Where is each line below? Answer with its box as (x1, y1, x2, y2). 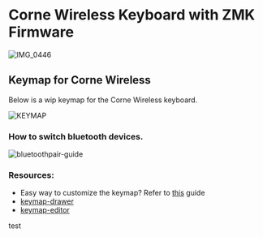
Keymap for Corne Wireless (8, 73, 152, 87)
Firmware (8, 23, 75, 41)
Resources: (8, 169, 54, 180)
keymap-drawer (19, 196, 75, 206)
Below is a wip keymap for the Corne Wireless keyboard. (8, 95, 198, 105)
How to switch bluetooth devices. (8, 131, 144, 142)
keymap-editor (19, 205, 71, 215)
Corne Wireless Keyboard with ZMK (8, 6, 256, 24)
